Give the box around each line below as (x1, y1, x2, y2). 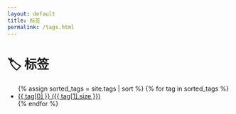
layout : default (7, 10, 55, 18)
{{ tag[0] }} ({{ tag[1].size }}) (17, 92, 101, 101)
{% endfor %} (17, 100, 59, 108)
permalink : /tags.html (7, 23, 75, 30)
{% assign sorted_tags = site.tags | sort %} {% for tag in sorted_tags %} (17, 84, 230, 93)
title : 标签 (7, 17, 41, 24)
